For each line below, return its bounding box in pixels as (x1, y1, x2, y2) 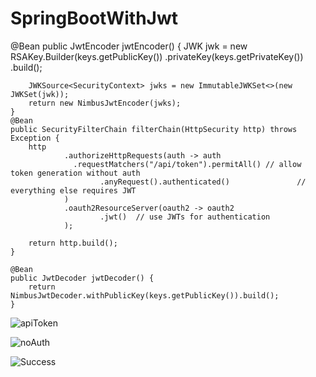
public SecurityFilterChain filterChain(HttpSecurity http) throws (10, 124, 298, 134)
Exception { (10, 133, 60, 143)
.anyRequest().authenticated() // (99, 177, 307, 187)
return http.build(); (28, 238, 118, 248)
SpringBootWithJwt (10, 7, 179, 30)
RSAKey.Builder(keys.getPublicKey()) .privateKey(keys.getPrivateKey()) (10, 50, 304, 62)
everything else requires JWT (10, 185, 137, 196)
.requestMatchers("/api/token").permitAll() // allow (73, 159, 302, 169)
